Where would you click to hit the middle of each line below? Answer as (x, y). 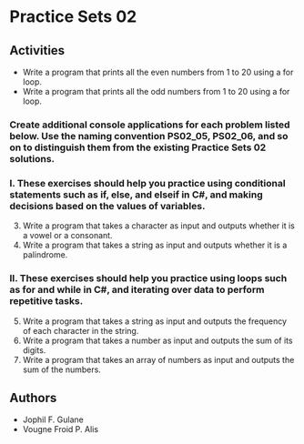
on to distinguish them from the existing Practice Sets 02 (138, 147)
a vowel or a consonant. (67, 236)
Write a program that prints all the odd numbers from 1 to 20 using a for (156, 91)
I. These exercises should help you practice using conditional (147, 183)
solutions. (32, 158)
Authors (33, 398)
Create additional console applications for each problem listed (150, 125)
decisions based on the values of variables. (107, 206)
